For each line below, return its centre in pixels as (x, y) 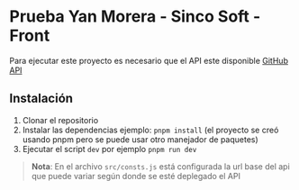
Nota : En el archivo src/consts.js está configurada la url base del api (160, 166)
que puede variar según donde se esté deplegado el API (136, 176)
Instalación (41, 99)
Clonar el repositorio (60, 120)
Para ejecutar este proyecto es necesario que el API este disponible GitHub (149, 60)
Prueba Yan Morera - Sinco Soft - (135, 17)
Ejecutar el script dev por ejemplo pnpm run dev (109, 149)
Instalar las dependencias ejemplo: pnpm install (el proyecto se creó (150, 130)
